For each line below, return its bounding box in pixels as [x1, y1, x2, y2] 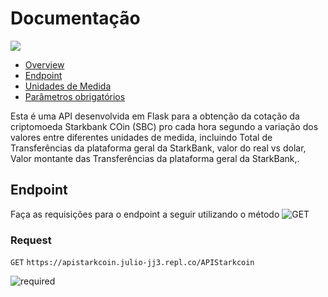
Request [10, 233, 52, 247]
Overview [24, 58, 65, 71]
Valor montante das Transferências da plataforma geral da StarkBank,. [10, 152, 300, 164]
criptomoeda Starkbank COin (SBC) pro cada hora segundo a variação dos [10, 120, 319, 132]
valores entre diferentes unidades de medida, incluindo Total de [10, 131, 273, 143]
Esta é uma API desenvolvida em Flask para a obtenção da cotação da [10, 110, 300, 122]
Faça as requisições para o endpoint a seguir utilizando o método [10, 208, 280, 220]
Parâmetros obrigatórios [24, 90, 126, 102]
